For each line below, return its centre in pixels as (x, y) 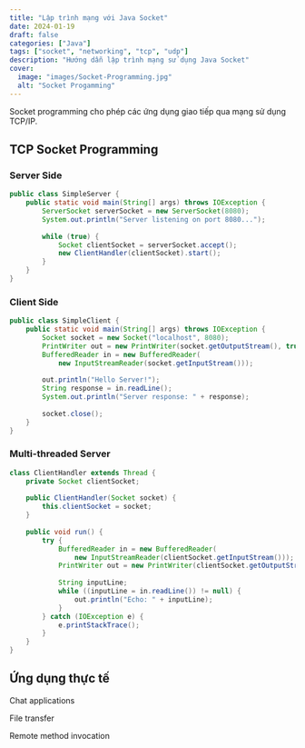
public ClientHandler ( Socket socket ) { (101, 498)
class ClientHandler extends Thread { (83, 473)
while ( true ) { (71, 236)
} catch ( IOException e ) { (93, 616)
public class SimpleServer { (64, 194)
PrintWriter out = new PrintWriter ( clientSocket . (153, 566)
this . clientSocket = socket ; (97, 507)
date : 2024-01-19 (42, 26)
